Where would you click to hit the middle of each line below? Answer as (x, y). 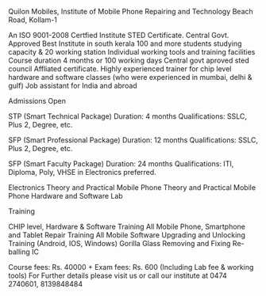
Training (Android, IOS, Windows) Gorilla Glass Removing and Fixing (120, 243)
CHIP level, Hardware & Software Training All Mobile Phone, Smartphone (127, 226)
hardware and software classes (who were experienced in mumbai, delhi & (130, 77)
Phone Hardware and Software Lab (66, 196)
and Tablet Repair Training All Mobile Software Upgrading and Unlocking (127, 235)
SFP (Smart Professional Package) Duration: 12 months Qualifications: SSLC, (133, 140)
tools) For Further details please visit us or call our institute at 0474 (118, 275)
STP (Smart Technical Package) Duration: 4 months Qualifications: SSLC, (128, 116)
